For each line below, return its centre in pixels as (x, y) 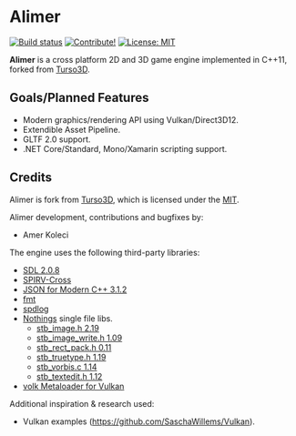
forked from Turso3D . (50, 69)
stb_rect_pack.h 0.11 (74, 347)
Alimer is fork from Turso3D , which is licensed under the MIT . (124, 199)
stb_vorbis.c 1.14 (66, 367)
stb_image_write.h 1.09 (79, 338)
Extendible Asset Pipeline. (71, 129)
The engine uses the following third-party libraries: (105, 252)
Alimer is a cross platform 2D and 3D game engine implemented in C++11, (148, 59)
